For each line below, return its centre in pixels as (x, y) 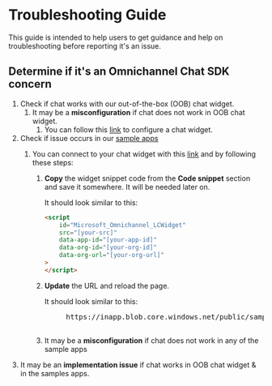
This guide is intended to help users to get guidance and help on (116, 37)
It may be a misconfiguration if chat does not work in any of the (151, 340)
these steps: (53, 162)
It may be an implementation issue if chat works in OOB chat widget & (138, 365)
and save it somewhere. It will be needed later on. (127, 187)
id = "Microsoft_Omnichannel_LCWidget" (123, 225)
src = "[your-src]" (88, 233)
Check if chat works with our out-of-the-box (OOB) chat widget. (127, 104)
